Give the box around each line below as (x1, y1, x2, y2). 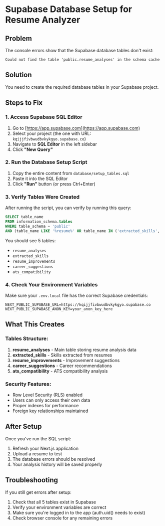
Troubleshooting (5, 476, 58, 484)
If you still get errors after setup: (5, 489, 71, 495)
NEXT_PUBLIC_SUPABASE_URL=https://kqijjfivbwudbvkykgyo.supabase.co (5, 302, 151, 307)
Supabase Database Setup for (5, 4, 132, 15)
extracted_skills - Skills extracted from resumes (12, 352, 112, 358)
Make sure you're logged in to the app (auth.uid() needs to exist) (12, 509, 145, 515)
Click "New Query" (12, 146, 53, 152)
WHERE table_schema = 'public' (5, 224, 70, 229)
